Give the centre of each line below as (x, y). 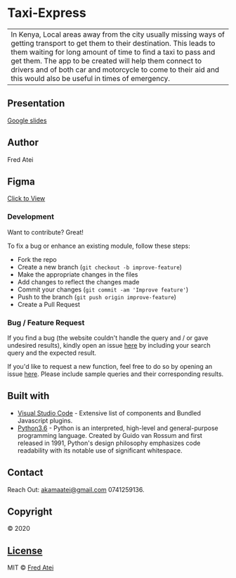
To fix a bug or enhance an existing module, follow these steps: (99, 246)
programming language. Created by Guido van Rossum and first (110, 435)
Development (31, 217)
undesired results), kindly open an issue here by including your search (109, 345)
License (25, 551)
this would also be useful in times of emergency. (91, 78)
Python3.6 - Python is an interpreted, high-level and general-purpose (118, 428)
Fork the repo (37, 259)
